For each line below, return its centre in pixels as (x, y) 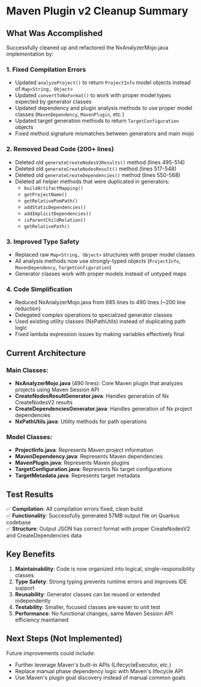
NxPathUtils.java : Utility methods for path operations (81, 421)
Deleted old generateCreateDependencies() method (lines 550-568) (97, 175)
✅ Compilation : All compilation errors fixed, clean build (74, 509)
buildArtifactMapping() (54, 188)
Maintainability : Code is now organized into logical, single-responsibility (105, 569)
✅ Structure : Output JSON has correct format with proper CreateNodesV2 (98, 529)
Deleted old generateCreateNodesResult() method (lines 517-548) (96, 169)
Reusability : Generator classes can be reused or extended (87, 594)
